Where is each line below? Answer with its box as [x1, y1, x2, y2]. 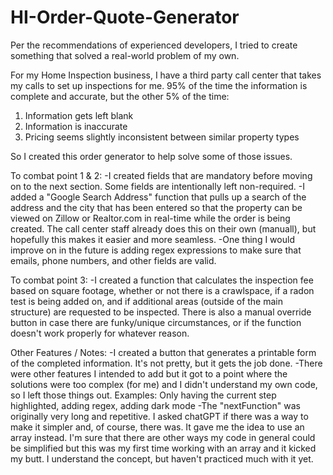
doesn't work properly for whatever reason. [10, 327, 190, 339]
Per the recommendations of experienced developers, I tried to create [10, 39, 298, 51]
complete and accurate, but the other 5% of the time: [10, 90, 230, 102]
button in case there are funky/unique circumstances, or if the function [10, 316, 302, 328]
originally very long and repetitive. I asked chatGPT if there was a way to [10, 410, 309, 422]
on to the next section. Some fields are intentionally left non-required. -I [10, 180, 306, 192]
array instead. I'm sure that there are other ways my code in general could [10, 431, 316, 443]
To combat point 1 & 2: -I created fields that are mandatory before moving [10, 169, 313, 181]
